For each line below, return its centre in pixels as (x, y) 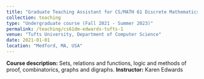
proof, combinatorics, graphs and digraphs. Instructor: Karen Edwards (95, 69)
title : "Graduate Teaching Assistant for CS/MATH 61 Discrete (87, 12)
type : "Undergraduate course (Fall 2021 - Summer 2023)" (80, 23)
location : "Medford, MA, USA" (45, 46)
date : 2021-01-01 (28, 40)
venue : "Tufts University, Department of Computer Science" (84, 35)
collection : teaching (34, 18)
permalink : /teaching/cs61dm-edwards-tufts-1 (65, 29)
